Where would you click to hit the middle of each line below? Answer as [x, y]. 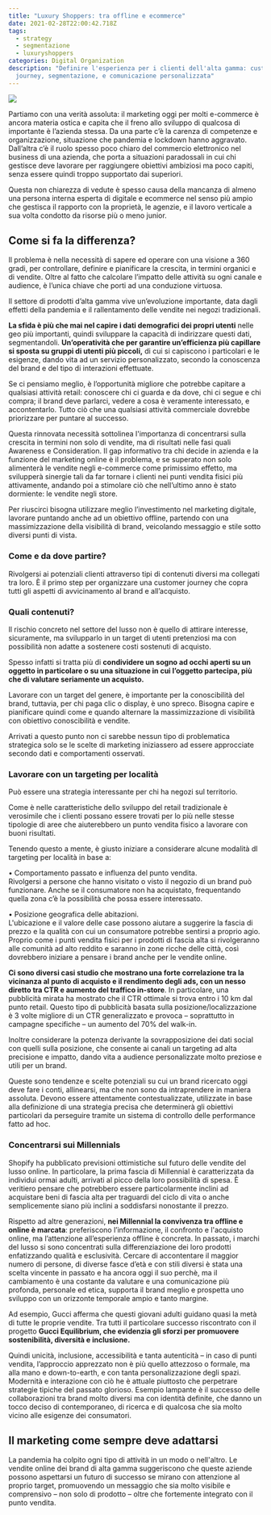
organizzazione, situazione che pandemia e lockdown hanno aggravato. [128, 140]
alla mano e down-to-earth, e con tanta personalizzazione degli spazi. [125, 1372]
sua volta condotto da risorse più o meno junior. [88, 215]
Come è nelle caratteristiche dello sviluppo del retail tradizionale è [118, 808]
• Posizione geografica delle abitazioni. [74, 914]
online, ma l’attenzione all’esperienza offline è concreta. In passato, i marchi [134, 1238]
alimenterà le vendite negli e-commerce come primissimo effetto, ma [123, 468]
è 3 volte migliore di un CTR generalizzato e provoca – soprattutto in [121, 1016]
